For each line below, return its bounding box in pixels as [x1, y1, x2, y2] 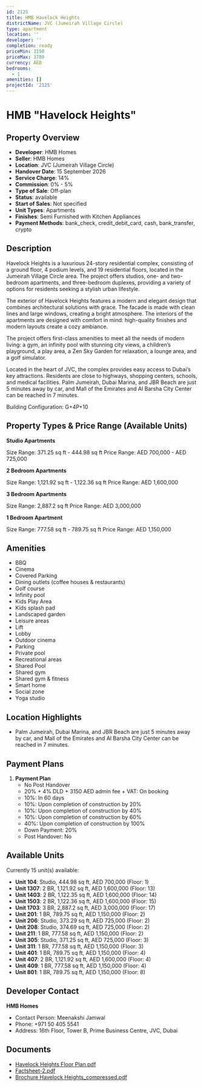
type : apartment [6, 25, 47, 32]
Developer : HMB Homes [15, 149, 77, 155]
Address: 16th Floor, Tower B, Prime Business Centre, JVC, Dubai [15, 1026, 178, 1034]
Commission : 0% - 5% [15, 181, 73, 188]
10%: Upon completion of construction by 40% [24, 807, 142, 815]
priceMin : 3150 [6, 49, 45, 55]
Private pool [15, 650, 45, 657]
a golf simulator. [6, 354, 47, 361]
